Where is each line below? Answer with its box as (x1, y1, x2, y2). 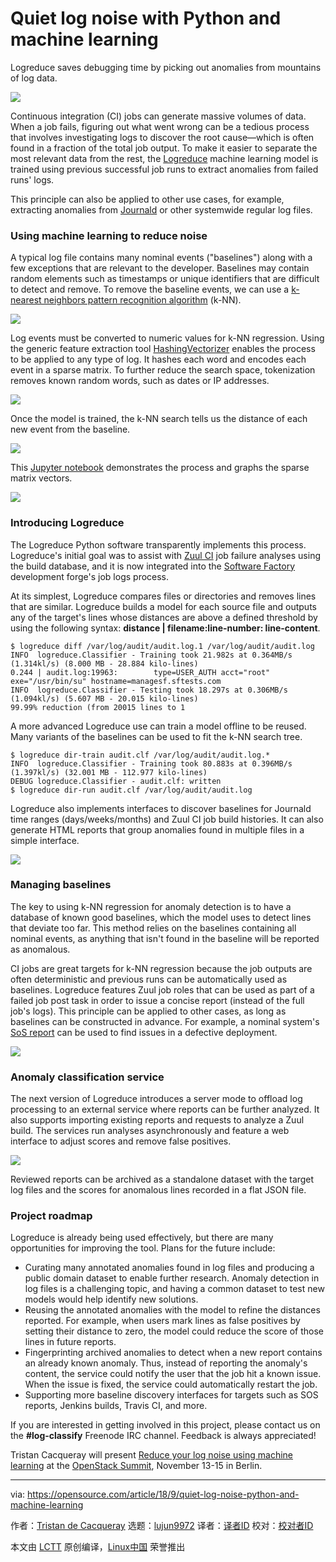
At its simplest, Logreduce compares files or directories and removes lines (10, 590, 317, 602)
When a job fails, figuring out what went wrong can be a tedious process (10, 120, 310, 132)
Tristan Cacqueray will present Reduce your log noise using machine (10, 1449, 293, 1461)
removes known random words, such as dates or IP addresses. (10, 375, 270, 387)
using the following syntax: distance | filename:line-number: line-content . (10, 622, 321, 634)
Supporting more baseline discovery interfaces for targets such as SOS (24, 1389, 319, 1401)
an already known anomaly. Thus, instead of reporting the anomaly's (24, 1357, 308, 1369)
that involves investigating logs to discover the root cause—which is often (10, 131, 315, 143)
